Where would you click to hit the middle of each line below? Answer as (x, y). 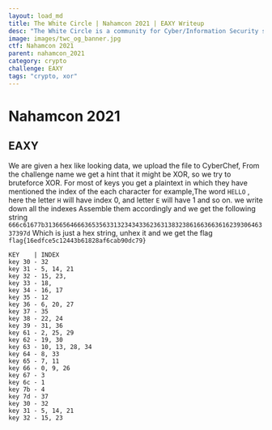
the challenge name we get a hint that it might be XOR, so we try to (120, 174)
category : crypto (38, 62)
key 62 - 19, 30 (36, 340)
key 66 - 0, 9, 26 (39, 368)
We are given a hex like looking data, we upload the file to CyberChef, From (134, 165)
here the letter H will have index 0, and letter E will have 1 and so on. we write (136, 200)
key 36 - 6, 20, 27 (41, 304)
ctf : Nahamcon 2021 (41, 46)
